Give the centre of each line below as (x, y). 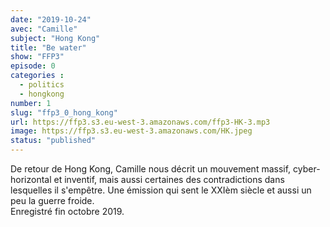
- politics (42, 85)
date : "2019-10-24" (51, 19)
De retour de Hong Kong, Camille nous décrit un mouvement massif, (151, 169)
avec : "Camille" (44, 29)
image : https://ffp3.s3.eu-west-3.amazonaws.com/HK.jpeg (131, 131)
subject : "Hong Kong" (55, 38)
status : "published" (53, 141)
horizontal (31, 179)
